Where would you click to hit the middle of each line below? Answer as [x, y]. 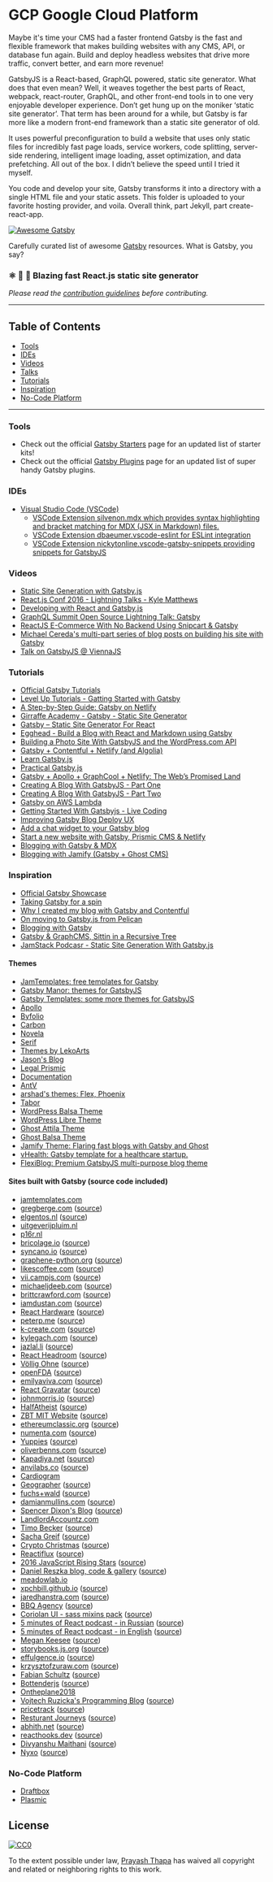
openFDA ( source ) [51, 1372]
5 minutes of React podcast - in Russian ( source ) [102, 1623]
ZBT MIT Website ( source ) [64, 1415]
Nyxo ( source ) [44, 1752]
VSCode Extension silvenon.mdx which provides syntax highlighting [146, 517]
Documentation [46, 1076]
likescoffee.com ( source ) [62, 1268]
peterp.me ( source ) [52, 1320]
